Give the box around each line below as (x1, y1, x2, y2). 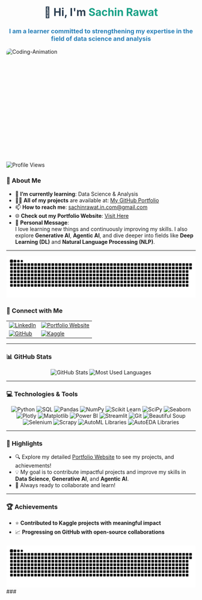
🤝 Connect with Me (6, 307, 63, 315)
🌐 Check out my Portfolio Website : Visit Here (14, 212, 129, 219)
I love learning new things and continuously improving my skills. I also (14, 225, 188, 232)
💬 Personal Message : (14, 219, 69, 226)
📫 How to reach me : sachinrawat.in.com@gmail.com (14, 203, 148, 211)
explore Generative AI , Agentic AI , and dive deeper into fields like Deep (14, 232, 194, 239)
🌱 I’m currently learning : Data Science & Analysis (14, 190, 138, 197)
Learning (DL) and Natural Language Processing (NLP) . (14, 238, 155, 245)
